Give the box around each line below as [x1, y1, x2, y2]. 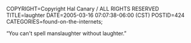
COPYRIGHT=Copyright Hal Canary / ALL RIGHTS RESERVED [6, 5, 159, 12]
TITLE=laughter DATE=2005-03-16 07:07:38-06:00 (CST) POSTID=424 [6, 12, 185, 19]
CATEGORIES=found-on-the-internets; [6, 18, 103, 25]
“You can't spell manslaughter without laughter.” [6, 30, 127, 37]
